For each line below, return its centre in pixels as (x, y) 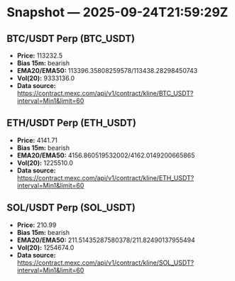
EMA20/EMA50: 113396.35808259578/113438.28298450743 (107, 71)
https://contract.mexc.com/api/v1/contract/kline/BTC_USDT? (105, 93)
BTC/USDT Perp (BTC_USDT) (71, 39)
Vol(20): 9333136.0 (46, 78)
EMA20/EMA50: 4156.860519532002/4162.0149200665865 (106, 155)
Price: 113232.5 (40, 55)
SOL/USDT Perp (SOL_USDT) (71, 208)
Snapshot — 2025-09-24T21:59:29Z (117, 12)
